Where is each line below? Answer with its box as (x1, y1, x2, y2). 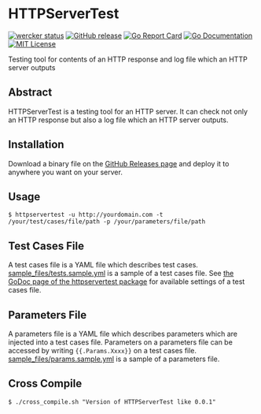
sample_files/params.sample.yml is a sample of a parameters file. (8, 354, 220, 364)
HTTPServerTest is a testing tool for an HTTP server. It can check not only (8, 106, 248, 116)
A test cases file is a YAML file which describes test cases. (8, 260, 199, 270)
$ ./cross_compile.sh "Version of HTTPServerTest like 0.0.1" (8, 397, 216, 406)
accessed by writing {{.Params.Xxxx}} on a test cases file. (8, 346, 197, 355)
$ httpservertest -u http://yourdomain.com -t (8, 211, 164, 219)
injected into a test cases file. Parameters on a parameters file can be (8, 338, 233, 347)
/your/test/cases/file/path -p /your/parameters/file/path (8, 218, 206, 226)
